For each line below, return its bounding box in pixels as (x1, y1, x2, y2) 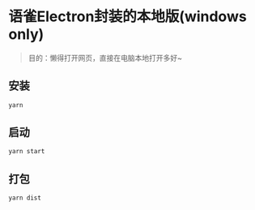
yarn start (8, 148, 45, 156)
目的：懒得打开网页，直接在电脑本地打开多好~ (28, 53, 183, 62)
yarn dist (8, 194, 42, 203)
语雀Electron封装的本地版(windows (8, 7, 247, 26)
